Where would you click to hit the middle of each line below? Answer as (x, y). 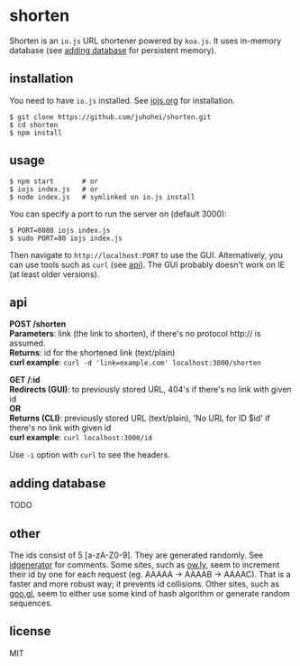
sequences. (31, 603)
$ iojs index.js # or (54, 189)
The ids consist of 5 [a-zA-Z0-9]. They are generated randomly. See (136, 555)
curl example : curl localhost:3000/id (81, 438)
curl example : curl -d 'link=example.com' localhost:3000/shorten (135, 363)
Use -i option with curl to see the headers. (90, 455)
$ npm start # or (54, 181)
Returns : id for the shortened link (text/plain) (92, 353)
